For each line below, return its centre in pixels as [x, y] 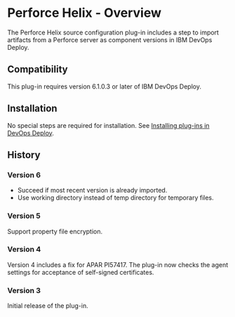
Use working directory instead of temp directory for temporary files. [115, 198]
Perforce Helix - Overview [84, 13]
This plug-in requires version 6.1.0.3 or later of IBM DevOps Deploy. [105, 86]
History [24, 155]
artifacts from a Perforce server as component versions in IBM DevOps [110, 39]
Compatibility [38, 69]
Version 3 [24, 290]
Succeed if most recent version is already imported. [92, 190]
